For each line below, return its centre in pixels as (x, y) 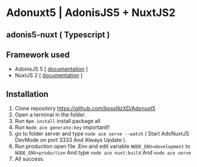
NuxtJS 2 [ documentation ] (49, 75)
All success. (29, 159)
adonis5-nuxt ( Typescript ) (58, 35)
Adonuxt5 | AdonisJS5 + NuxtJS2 (91, 13)
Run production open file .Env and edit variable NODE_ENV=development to (103, 146)
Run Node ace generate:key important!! (62, 127)
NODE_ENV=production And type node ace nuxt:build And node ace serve (103, 153)
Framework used (38, 54)
